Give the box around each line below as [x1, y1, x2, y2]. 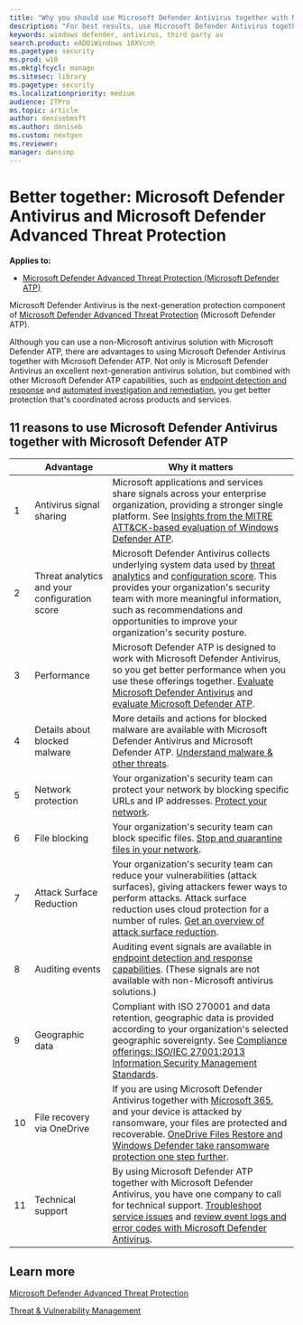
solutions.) [112, 986, 157, 999]
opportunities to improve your [112, 616, 238, 628]
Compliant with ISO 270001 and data [112, 1001, 271, 1013]
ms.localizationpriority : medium [9, 89, 135, 98]
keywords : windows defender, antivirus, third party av [9, 30, 224, 39]
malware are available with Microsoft [112, 724, 268, 737]
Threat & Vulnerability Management [9, 1305, 142, 1316]
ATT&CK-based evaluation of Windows [112, 522, 280, 534]
